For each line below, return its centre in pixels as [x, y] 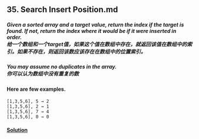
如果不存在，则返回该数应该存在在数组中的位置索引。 [81, 51]
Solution [17, 130]
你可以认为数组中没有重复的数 [43, 74]
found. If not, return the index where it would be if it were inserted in [92, 31]
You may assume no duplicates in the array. [62, 67]
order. [14, 37]
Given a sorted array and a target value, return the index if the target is [95, 24]
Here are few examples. [37, 89]
